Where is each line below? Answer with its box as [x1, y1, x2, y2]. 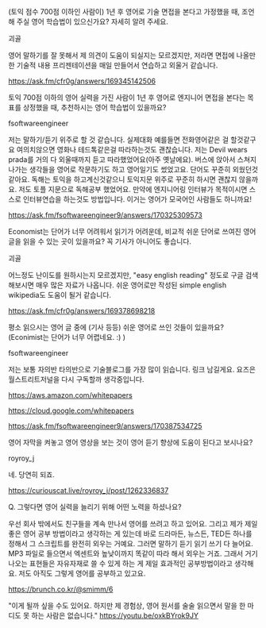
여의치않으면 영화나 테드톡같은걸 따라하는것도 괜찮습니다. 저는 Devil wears [16, 145, 248, 154]
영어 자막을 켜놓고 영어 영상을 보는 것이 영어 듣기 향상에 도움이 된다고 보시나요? [8, 437, 253, 447]
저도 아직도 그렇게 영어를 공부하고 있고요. [18, 568, 146, 578]
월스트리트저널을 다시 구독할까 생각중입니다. [8, 375, 145, 383]
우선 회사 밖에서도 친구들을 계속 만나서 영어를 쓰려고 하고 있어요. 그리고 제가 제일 [8, 519, 258, 528]
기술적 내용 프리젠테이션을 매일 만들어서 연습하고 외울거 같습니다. [16, 60, 218, 70]
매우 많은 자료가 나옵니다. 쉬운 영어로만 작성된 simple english [35, 280, 227, 290]
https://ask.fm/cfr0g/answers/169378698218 [8, 306, 156, 315]
